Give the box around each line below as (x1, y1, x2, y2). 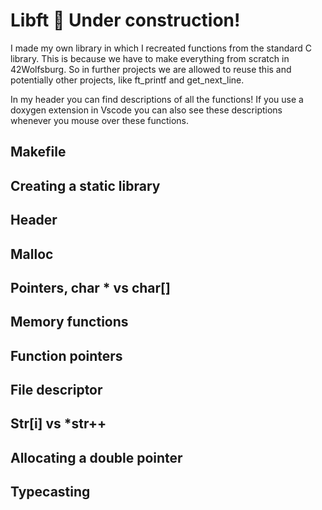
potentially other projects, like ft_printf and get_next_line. (10, 74, 245, 86)
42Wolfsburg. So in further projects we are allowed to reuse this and (10, 63, 292, 75)
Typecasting (10, 484, 91, 501)
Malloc (10, 245, 54, 263)
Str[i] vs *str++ (10, 415, 107, 433)
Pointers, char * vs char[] (10, 279, 171, 296)
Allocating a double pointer (10, 449, 183, 466)
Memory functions (10, 314, 129, 331)
